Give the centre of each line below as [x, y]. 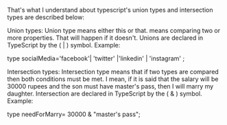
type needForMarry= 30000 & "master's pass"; [74, 114]
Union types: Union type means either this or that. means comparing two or [114, 31]
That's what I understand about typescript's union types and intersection [110, 10]
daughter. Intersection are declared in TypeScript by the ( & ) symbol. [105, 93]
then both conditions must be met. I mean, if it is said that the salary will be [113, 79]
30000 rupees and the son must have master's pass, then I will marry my [110, 86]
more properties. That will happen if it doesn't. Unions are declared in [105, 38]
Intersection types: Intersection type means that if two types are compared [113, 72]
